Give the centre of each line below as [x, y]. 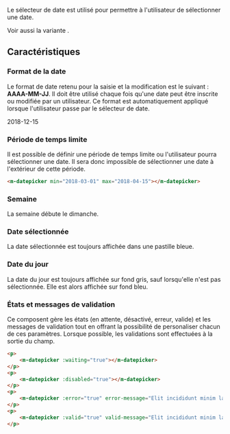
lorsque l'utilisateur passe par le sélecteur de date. [79, 108]
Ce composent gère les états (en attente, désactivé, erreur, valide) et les [109, 320]
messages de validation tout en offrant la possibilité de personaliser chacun [114, 327]
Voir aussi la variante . [38, 31]
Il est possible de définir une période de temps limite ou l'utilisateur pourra [112, 154]
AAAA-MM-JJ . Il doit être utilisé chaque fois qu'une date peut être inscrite [113, 94]
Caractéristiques [44, 52]
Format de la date [37, 71]
